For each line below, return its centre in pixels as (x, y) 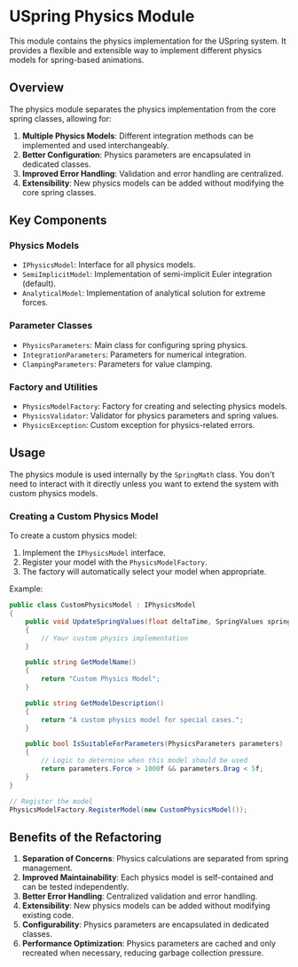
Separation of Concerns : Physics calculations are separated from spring (155, 859)
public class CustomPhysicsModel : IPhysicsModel (103, 606)
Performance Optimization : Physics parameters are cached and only (149, 944)
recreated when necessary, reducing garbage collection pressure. (143, 953)
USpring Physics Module (102, 16)
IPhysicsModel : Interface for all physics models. (109, 265)
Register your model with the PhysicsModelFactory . (114, 562)
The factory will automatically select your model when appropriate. (144, 572)
